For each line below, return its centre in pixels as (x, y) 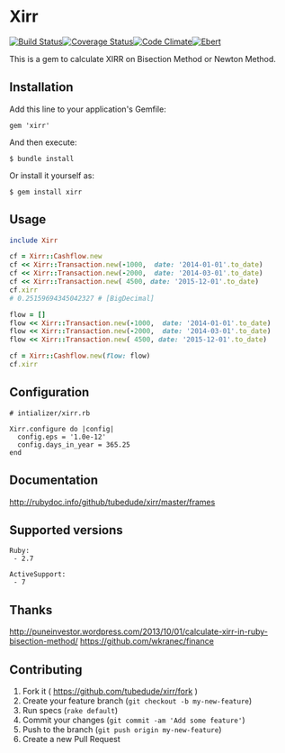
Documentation (54, 481)
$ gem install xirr (46, 192)
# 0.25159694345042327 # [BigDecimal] (82, 298)
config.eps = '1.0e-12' (62, 437)
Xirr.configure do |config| (62, 429)
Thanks (31, 610)
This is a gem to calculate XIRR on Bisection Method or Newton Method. (143, 59)
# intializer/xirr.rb (50, 413)
